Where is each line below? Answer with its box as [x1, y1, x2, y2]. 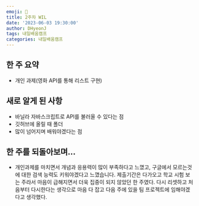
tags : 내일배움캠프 [6, 31, 47, 37]
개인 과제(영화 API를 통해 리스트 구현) [14, 77, 103, 84]
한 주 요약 [6, 60, 39, 70]
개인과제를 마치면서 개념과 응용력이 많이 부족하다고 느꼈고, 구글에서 [14, 164, 172, 171]
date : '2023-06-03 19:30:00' [6, 20, 79, 26]
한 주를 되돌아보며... [6, 147, 76, 157]
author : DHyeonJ [6, 25, 47, 32]
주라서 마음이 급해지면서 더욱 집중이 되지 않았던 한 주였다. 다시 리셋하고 [21, 179, 187, 186]
